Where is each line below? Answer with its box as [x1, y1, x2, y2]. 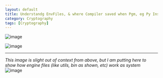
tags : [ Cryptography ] [5, 20, 49, 26]
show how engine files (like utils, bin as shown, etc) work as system [5, 62, 141, 68]
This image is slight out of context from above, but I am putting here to [5, 57, 147, 63]
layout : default [5, 7, 38, 12]
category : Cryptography [5, 16, 53, 21]
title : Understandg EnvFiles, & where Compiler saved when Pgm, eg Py [5, 12, 151, 16]
